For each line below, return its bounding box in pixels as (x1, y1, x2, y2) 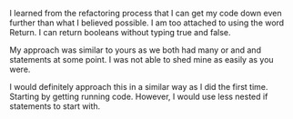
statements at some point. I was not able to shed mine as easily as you (9, 55, 275, 64)
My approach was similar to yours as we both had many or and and (9, 45, 262, 55)
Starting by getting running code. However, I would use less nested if (9, 91, 268, 102)
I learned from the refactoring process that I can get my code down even (9, 8, 282, 18)
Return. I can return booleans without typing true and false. (9, 27, 231, 37)
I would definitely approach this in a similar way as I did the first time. (9, 82, 268, 92)
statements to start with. (9, 101, 101, 112)
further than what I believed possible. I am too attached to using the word (9, 17, 285, 28)
